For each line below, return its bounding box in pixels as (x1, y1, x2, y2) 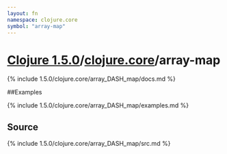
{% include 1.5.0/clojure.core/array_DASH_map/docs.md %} (7, 75, 176, 83)
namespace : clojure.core (7, 16, 78, 23)
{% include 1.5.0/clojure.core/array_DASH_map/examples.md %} (7, 101, 189, 110)
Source (7, 121, 39, 133)
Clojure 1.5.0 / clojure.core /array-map (7, 52, 221, 68)
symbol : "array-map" (7, 23, 66, 29)
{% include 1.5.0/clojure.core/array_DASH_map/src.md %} (7, 140, 171, 148)
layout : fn (7, 10, 38, 17)
